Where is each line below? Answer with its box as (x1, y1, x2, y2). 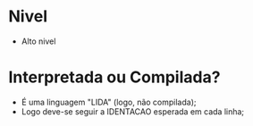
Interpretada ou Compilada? (8, 67, 221, 88)
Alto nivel (21, 36, 56, 46)
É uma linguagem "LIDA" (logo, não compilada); (21, 97, 197, 107)
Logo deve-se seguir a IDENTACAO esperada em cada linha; (21, 105, 245, 117)
